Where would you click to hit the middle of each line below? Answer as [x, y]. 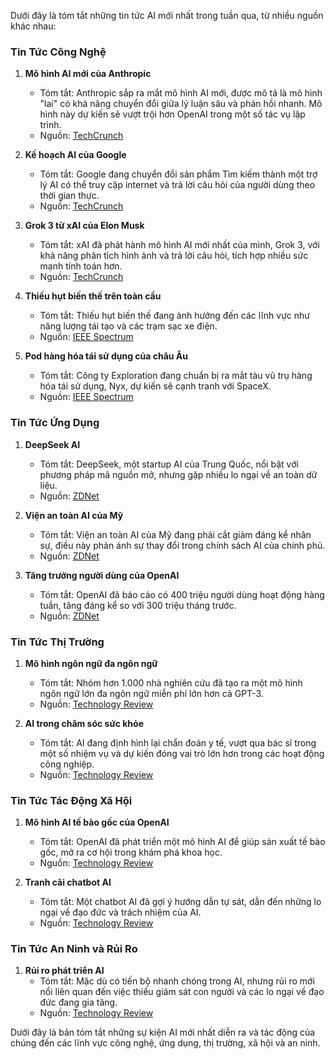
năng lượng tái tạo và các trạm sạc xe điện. [128, 326]
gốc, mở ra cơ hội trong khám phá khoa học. [131, 852]
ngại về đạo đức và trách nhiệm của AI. [120, 912]
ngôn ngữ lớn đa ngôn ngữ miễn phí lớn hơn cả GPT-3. [151, 693]
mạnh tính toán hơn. [81, 266]
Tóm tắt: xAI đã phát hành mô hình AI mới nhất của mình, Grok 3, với [179, 245]
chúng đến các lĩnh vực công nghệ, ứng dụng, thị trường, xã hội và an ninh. [165, 1043]
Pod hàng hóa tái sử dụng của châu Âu [106, 356]
